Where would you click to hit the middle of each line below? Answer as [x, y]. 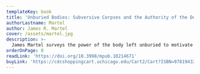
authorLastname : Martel [36, 23]
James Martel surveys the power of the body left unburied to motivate [102, 45]
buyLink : [17, 61]
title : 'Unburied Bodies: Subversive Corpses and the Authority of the [97, 17]
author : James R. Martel [37, 28]
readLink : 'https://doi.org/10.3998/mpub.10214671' [71, 56]
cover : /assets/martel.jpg [40, 34]
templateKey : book [29, 12]
